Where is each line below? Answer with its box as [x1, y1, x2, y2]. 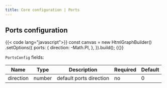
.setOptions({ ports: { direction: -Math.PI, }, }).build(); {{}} [5, 45, 124, 51]
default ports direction [57, 75, 110, 82]
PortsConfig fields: [5, 54, 44, 60]
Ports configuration [5, 26, 68, 35]
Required [114, 66, 137, 73]
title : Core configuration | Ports [5, 7, 80, 13]
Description [68, 66, 98, 73]
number [33, 75, 52, 82]
